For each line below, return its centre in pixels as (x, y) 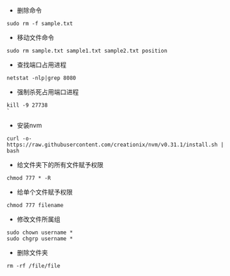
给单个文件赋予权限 (45, 192)
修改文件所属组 (38, 219)
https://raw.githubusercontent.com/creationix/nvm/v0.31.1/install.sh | (115, 145)
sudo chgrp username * (40, 239)
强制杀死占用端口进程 (47, 92)
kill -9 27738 (27, 105)
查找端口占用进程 (41, 65)
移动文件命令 (35, 38)
